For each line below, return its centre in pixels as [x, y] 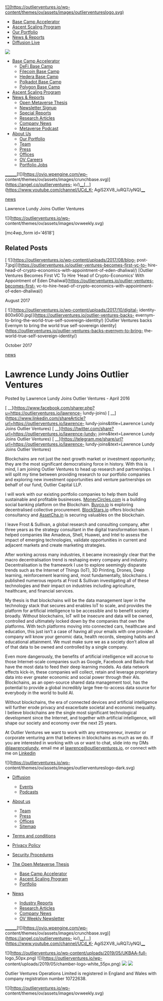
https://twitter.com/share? [88, 429]
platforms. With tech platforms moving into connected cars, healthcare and [80, 626]
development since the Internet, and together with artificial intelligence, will [80, 717]
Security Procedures [33, 855]
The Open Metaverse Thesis [41, 864]
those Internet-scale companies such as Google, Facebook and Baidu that [79, 661]
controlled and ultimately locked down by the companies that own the [75, 621]
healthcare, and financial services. [40, 591]
